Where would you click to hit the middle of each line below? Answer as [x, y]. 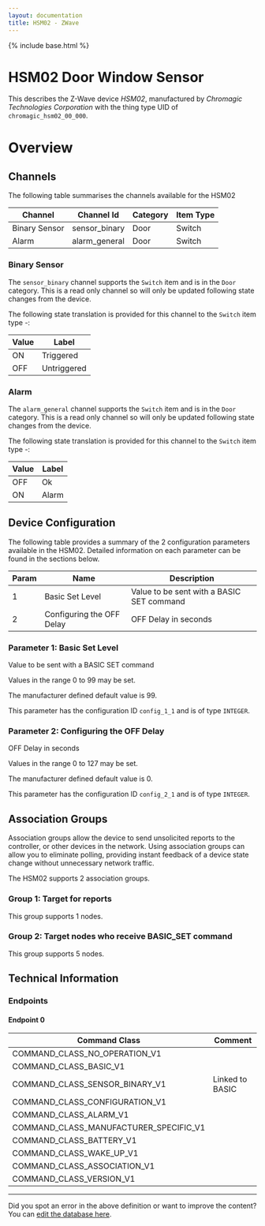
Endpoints [28, 1001]
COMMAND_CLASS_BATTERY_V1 [75, 1141]
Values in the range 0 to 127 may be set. [73, 764]
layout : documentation [45, 15]
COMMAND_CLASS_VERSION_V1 [74, 1179]
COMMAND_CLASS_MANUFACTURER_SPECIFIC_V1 [109, 1127]
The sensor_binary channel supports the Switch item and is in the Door [122, 282]
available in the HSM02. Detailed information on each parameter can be [125, 550]
